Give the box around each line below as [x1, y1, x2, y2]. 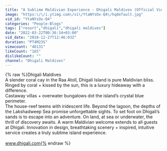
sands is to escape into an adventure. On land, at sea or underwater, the [5, 114, 153, 120]
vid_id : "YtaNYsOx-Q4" [5, 16, 52, 21]
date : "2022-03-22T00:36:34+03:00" [5, 30, 79, 35]
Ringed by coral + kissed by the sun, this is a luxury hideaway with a [5, 82, 145, 88]
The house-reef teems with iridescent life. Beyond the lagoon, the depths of [5, 103, 161, 109]
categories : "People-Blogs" [5, 21, 64, 26]
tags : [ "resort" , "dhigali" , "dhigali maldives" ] [5, 26, 106, 31]
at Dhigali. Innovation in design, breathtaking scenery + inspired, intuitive [5, 125, 155, 131]
